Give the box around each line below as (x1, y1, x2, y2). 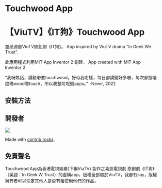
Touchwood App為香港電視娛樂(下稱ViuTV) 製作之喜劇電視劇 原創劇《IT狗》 (5, 166, 155, 171)
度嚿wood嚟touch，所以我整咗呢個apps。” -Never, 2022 (5, 81, 116, 86)
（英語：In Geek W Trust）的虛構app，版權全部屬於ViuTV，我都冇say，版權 (5, 172, 158, 178)
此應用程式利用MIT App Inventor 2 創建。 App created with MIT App (5, 59, 141, 65)
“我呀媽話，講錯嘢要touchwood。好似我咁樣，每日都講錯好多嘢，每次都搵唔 (5, 75, 157, 81)
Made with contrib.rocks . (5, 137, 55, 142)
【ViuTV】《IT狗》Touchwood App (5, 27, 145, 38)
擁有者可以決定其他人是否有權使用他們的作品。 (5, 178, 98, 184)
